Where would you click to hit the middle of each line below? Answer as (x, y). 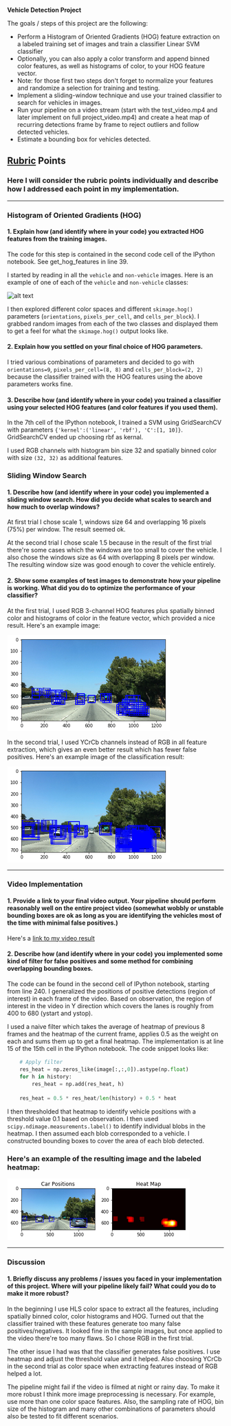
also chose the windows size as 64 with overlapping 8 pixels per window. (111, 557)
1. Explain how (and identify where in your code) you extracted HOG (106, 232)
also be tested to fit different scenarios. (63, 1416)
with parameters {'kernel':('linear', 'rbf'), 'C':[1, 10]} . (95, 430)
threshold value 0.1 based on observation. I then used (83, 1119)
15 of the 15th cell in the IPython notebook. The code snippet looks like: (108, 1048)
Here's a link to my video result (51, 938)
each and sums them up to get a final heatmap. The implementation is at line (115, 1041)
